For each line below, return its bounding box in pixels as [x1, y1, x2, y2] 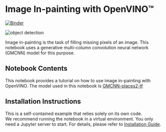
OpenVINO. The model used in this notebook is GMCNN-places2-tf [5, 83, 143, 89]
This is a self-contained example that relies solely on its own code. [5, 111, 142, 117]
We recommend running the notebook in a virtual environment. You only [5, 116, 153, 122]
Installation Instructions [5, 97, 81, 106]
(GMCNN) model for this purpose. [5, 50, 75, 56]
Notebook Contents [5, 64, 67, 73]
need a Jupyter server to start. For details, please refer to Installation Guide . [5, 121, 161, 127]
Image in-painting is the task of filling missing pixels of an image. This [5, 39, 149, 45]
